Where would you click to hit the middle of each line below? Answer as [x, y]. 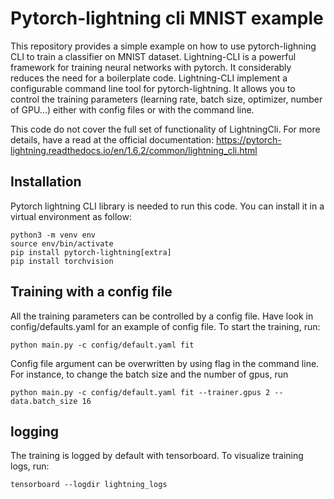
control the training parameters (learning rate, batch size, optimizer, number [166, 99]
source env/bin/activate [62, 243]
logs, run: [30, 466]
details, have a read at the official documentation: [112, 139]
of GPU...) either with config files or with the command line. [132, 109]
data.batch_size [44, 401]
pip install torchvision [62, 261]
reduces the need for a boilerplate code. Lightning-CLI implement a [149, 78]
